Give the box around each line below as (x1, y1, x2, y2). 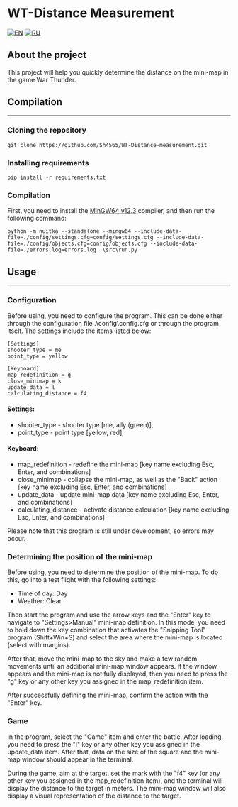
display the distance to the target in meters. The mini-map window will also (7, 784, 227, 792)
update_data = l (7, 383, 55, 391)
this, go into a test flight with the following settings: (7, 576, 157, 584)
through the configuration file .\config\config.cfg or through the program (7, 319, 220, 327)
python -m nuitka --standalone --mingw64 (7, 228, 132, 235)
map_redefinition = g (7, 371, 72, 378)
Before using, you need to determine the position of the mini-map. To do (7, 568, 218, 576)
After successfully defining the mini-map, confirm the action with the (7, 691, 209, 700)
